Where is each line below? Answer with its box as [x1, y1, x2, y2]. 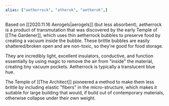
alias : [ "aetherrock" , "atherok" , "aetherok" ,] [5, 7, 108, 13]
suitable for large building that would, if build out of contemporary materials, [5, 89, 164, 95]
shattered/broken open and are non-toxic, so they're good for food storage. [5, 43, 163, 49]
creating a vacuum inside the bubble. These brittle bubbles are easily [5, 38, 150, 44]
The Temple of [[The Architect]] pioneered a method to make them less [5, 79, 155, 85]
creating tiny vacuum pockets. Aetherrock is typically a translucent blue [5, 63, 156, 69]
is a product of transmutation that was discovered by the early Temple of [5, 26, 158, 33]
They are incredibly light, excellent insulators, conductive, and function [5, 53, 154, 59]
